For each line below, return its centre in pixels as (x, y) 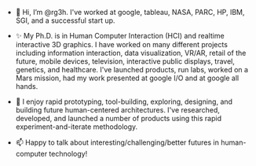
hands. (27, 86)
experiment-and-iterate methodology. (77, 127)
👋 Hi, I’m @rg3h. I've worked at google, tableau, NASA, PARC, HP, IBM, (130, 12)
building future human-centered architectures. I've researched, (117, 110)
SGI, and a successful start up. (65, 20)
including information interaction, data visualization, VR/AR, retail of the (131, 53)
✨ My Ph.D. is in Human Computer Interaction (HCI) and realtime (120, 36)
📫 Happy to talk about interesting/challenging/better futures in (117, 142)
